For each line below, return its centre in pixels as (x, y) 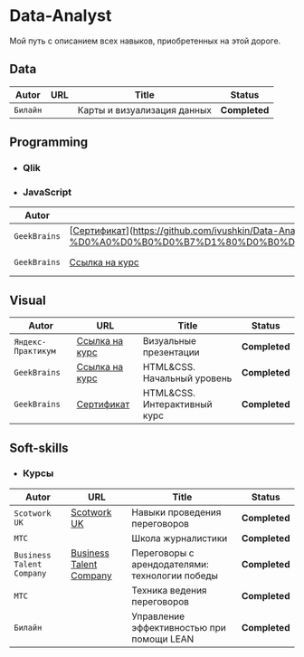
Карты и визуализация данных (145, 109)
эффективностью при (179, 627)
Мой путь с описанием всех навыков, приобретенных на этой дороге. (145, 41)
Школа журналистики (180, 538)
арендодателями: (171, 564)
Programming (49, 143)
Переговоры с (163, 553)
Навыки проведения (176, 512)
